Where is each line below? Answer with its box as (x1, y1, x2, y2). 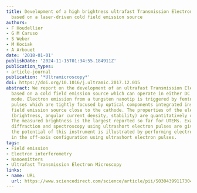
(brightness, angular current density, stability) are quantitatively (11, 112, 188, 118)
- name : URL (6, 173, 35, 179)
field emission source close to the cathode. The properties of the (11, 107, 182, 113)
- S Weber (6, 36, 30, 42)
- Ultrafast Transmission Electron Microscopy (6, 162, 122, 168)
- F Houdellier (6, 25, 43, 31)
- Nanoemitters (6, 157, 43, 162)
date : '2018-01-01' (6, 52, 54, 58)
